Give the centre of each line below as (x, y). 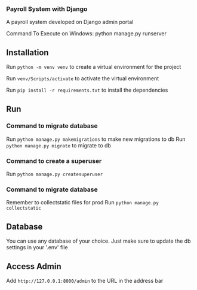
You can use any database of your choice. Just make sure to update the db (98, 241)
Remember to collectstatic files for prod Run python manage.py (83, 203)
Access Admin (34, 266)
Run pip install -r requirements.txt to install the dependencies (87, 90)
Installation (27, 52)
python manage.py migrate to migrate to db (59, 145)
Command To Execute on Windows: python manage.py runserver (87, 34)
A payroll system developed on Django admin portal (70, 22)
